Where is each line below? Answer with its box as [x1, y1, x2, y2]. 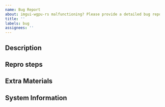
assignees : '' [5, 26, 34, 30]
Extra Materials [5, 77, 53, 85]
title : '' [5, 16, 26, 21]
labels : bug [5, 21, 29, 26]
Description [5, 44, 42, 52]
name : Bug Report [5, 7, 41, 12]
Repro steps [5, 60, 43, 69]
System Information [5, 94, 67, 102]
